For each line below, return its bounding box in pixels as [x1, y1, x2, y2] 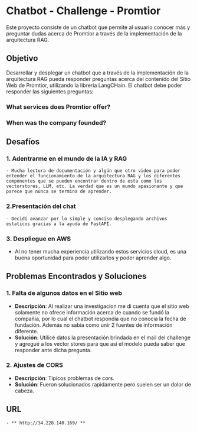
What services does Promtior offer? [6, 102, 111, 111]
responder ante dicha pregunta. [14, 346, 92, 353]
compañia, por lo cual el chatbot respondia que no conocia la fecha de [14, 315, 186, 322]
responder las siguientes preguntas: [6, 87, 94, 95]
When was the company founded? [6, 118, 107, 126]
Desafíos [6, 137, 40, 147]
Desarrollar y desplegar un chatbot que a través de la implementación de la [6, 69, 189, 76]
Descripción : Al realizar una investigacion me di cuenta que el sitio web [14, 303, 190, 310]
